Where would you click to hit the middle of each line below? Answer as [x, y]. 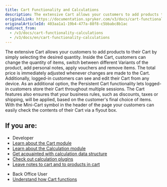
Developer [23, 138]
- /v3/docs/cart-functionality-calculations [56, 33]
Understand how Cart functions [44, 179]
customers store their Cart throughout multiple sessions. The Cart [77, 89]
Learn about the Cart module [42, 143]
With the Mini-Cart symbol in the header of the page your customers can [80, 105]
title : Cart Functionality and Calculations [52, 10]
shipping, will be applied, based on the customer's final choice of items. [79, 99]
